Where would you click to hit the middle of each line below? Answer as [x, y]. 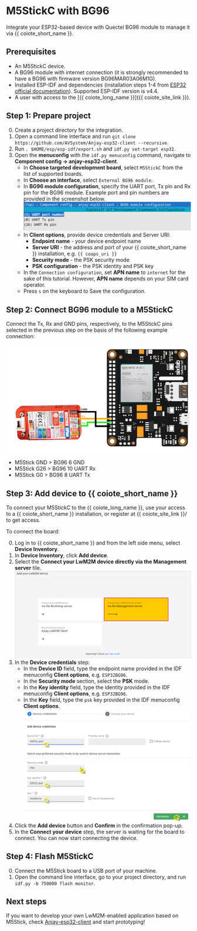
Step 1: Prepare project [48, 116]
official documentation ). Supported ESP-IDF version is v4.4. [86, 91]
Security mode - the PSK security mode [81, 260]
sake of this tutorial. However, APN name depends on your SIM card [106, 279]
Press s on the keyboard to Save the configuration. [84, 291]
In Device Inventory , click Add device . [61, 555]
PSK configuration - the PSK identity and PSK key [93, 266]
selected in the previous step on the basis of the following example [87, 330]
